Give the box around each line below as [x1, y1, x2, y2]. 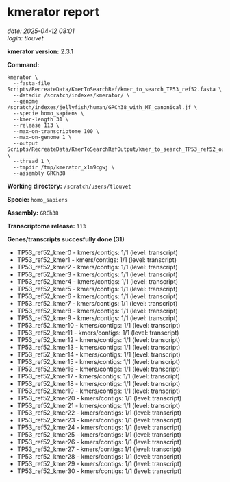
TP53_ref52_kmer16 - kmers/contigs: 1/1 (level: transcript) [16, 365, 181, 373]
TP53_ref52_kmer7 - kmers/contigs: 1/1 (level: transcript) [16, 299, 178, 307]
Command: [7, 60, 40, 69]
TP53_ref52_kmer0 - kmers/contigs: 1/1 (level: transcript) [16, 248, 178, 256]
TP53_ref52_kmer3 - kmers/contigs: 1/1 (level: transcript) [16, 270, 178, 278]
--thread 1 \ [13, 158, 51, 165]
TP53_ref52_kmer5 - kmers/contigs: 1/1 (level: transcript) [16, 285, 178, 293]
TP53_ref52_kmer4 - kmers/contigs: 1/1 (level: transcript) [16, 277, 179, 285]
